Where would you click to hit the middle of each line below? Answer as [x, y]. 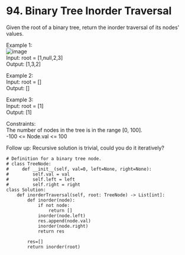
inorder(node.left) [61, 216]
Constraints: [21, 123]
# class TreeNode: [29, 164]
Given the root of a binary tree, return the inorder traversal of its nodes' [93, 27]
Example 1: [19, 45]
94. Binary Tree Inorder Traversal [89, 11]
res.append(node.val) [64, 221]
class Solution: [26, 190]
